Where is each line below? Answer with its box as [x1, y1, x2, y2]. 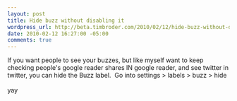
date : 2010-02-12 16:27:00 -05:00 [7, 30, 109, 37]
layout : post [7, 10, 46, 18]
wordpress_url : [7, 23, 52, 30]
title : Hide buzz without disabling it [7, 17, 125, 24]
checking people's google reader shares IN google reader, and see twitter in [7, 64, 229, 72]
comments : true [7, 37, 52, 44]
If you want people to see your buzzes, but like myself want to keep [7, 56, 204, 64]
